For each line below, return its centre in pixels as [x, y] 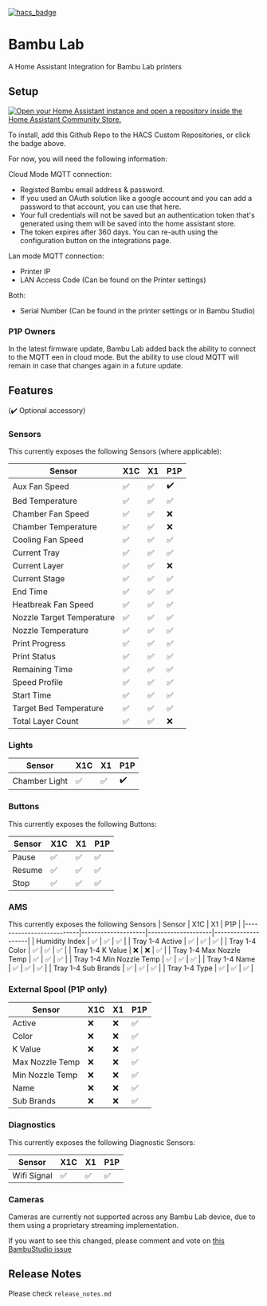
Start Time [32, 695]
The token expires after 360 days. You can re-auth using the [119, 232]
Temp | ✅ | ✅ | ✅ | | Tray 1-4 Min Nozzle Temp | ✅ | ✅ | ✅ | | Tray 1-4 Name [132, 959]
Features [31, 391]
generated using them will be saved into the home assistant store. [128, 223]
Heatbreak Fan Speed [53, 604]
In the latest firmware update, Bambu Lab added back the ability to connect [132, 349]
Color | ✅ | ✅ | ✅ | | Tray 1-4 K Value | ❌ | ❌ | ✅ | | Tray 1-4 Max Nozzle [124, 950]
